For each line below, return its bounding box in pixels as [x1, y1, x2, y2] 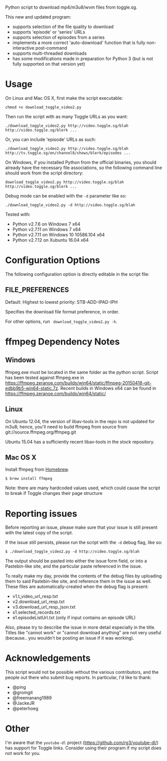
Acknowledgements [5, 653, 91, 664]
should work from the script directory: [5, 170, 83, 176]
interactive [12, 45, 34, 51]
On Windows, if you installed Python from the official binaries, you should [5, 159, 156, 165]
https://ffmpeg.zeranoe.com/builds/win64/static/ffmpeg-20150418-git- [5, 379, 151, 386]
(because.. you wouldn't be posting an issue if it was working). [5, 635, 134, 641]
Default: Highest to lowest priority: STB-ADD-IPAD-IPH [5, 299, 118, 305]
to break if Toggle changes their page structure [5, 490, 102, 496]
